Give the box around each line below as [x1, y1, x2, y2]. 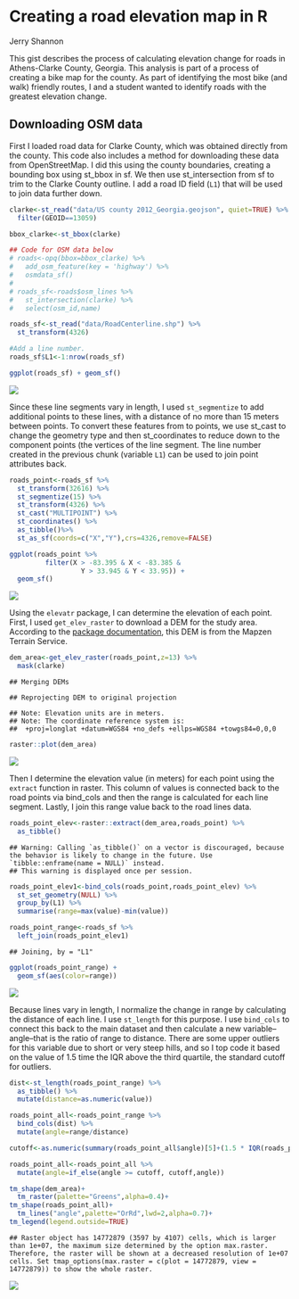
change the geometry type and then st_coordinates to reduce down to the [9, 430, 280, 441]
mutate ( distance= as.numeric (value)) [17, 1095, 153, 1104]
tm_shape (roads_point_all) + [9, 1201, 114, 1210]
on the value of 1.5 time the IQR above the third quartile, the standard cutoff [9, 1051, 286, 1063]
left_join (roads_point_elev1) [17, 931, 129, 940]
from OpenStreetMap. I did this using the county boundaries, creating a [9, 159, 271, 170]
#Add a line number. [9, 344, 86, 353]
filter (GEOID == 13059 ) [17, 213, 98, 222]
